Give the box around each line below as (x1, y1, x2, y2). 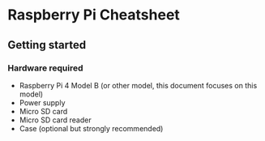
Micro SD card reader (19, 115, 92, 125)
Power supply (19, 97, 66, 107)
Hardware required (7, 62, 83, 74)
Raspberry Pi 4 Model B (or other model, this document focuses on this (19, 80, 258, 90)
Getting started (7, 38, 87, 52)
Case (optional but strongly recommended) (19, 123, 164, 133)
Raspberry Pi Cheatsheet (7, 6, 180, 24)
